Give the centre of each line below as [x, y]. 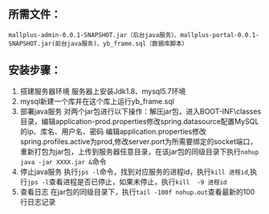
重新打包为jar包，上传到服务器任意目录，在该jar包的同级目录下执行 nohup [139, 151]
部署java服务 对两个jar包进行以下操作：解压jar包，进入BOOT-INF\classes [141, 111]
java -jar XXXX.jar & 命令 [63, 161]
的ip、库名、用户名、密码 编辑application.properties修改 [113, 131]
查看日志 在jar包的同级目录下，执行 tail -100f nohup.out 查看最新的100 [137, 191]
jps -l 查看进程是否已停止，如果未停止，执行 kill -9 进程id [127, 181]
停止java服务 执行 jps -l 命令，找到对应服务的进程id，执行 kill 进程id [134, 171]
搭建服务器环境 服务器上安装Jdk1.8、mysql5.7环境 [103, 91]
